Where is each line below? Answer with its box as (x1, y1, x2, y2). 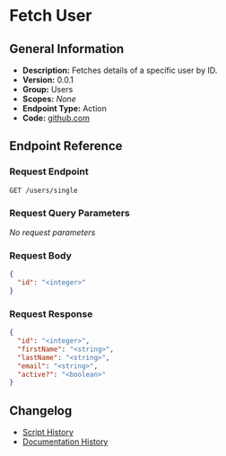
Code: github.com (22, 113, 90, 123)
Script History (22, 427, 74, 438)
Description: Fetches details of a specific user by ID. (22, 65, 218, 75)
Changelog (9, 403, 73, 418)
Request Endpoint (9, 165, 89, 178)
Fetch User (9, 5, 92, 26)
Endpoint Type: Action (22, 103, 108, 113)
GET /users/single (9, 186, 78, 195)
